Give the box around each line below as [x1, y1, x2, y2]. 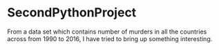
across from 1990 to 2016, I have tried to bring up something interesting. [7, 34, 213, 42]
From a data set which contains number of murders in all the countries [7, 27, 207, 36]
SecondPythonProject [7, 5, 137, 21]
